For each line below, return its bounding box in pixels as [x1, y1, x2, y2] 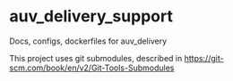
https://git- [184, 53, 224, 63]
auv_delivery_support [9, 6, 173, 27]
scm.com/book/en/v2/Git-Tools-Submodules [9, 62, 175, 73]
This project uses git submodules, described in [9, 53, 183, 63]
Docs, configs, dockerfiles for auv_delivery [9, 36, 168, 46]
